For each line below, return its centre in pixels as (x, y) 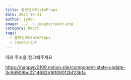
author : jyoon (20, 19)
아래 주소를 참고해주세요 (29, 57)
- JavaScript (23, 42)
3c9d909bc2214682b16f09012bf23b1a (46, 72)
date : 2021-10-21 (23, 14)
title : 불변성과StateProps (31, 10)
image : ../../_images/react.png (39, 24)
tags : (11, 33)
